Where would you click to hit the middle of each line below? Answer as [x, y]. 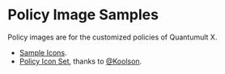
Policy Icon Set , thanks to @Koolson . [81, 61]
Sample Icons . [43, 52]
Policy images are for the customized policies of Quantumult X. [112, 37]
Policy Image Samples [83, 15]
